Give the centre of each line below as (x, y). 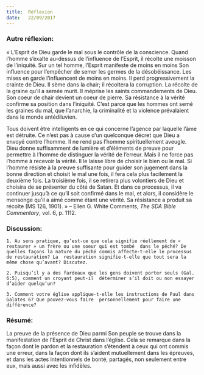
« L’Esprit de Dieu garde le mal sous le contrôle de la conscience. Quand (97, 52)
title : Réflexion (30, 12)
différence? (21, 305)
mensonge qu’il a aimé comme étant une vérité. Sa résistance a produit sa (99, 200)
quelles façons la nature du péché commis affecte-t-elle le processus (99, 252)
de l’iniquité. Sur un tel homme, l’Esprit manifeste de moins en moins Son (98, 65)
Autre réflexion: (30, 39)
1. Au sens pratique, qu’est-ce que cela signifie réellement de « (94, 241)
